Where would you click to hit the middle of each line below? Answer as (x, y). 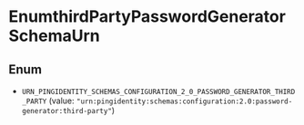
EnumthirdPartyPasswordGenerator (147, 17)
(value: (61, 101)
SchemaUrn (55, 36)
